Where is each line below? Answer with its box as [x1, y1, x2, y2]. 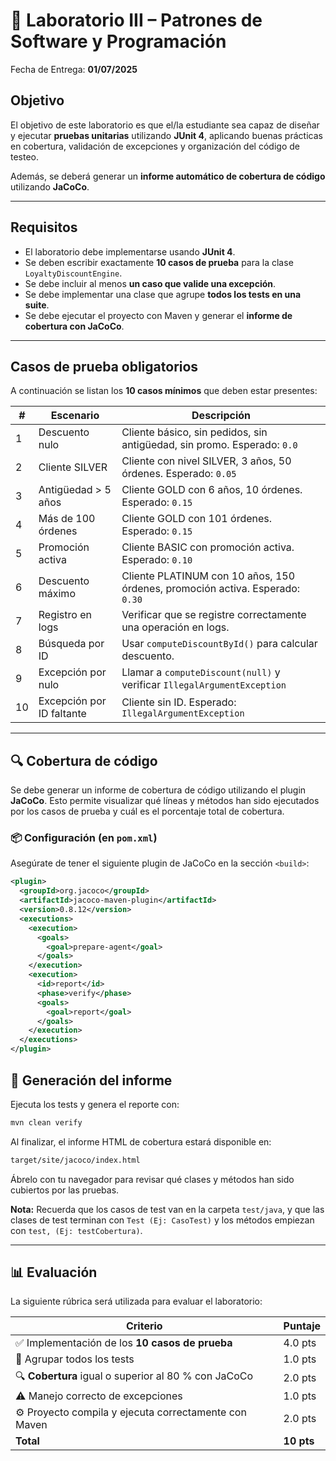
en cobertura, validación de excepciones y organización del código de [10, 140, 300, 152]
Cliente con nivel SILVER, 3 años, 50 [121, 454, 292, 468]
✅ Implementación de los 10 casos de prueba [15, 1336, 233, 1350]
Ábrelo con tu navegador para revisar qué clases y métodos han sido [10, 1173, 295, 1185]
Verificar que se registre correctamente [121, 608, 307, 622]
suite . [24, 299, 50, 311]
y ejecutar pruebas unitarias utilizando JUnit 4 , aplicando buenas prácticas [10, 129, 323, 141]
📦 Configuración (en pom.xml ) [10, 831, 158, 845]
